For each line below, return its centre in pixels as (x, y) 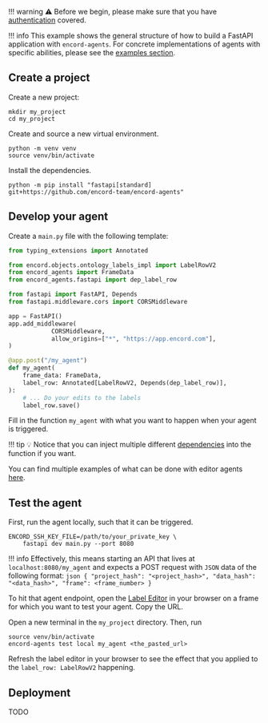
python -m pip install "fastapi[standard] (80, 185)
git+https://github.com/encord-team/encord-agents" (96, 192)
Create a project (49, 78)
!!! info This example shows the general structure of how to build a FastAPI (131, 36)
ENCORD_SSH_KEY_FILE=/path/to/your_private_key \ (93, 537)
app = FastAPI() (35, 316)
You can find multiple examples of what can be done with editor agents (126, 469)
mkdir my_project (37, 111)
